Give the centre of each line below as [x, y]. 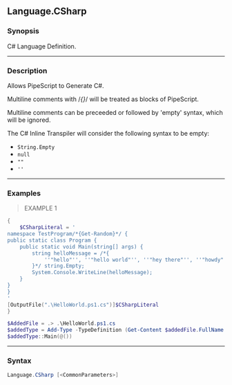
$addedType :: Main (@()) [40, 337]
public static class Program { [52, 240]
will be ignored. [29, 120]
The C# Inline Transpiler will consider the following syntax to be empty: [108, 133]
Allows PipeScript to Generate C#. [56, 85]
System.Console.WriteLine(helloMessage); [93, 273]
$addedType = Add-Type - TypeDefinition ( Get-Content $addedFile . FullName [116, 330]
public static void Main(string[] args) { [81, 247]
